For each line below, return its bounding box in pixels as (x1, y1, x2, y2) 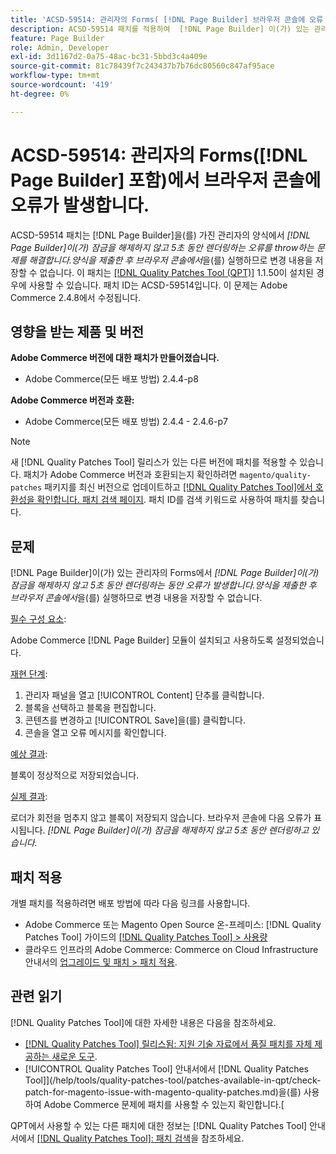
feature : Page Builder (10, 33, 105, 43)
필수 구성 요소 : (10, 613, 67, 625)
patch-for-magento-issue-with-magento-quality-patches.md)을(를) (24, 1086, 302, 1098)
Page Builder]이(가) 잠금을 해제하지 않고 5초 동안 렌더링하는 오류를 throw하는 (10, 241, 315, 253)
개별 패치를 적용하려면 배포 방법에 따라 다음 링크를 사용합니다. (10, 897, 251, 909)
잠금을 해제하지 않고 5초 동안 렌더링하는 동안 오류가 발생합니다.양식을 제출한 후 (10, 579, 317, 591)
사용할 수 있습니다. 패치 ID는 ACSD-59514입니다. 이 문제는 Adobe (28, 279, 288, 291)
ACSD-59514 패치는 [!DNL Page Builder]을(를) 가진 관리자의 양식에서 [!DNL (10, 229, 312, 241)
